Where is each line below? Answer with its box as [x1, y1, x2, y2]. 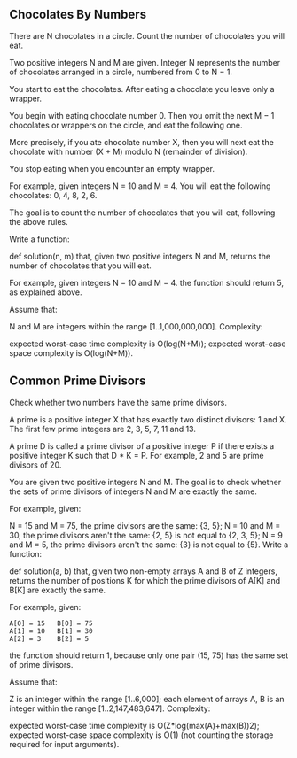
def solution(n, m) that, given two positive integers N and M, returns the [9, 251, 271, 261]
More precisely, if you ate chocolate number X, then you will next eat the [9, 136, 275, 147]
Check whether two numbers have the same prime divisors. [9, 397, 228, 407]
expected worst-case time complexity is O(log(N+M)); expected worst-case [9, 338, 286, 349]
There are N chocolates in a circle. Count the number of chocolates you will [9, 30, 285, 41]
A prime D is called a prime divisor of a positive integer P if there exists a [9, 440, 275, 451]
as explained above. [9, 287, 82, 298]
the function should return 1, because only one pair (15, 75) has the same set [9, 650, 289, 661]
